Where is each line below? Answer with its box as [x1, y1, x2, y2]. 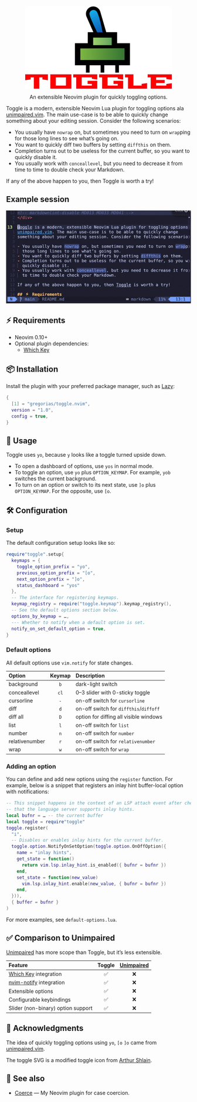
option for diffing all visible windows [75, 713, 163, 720]
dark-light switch [75, 680, 118, 688]
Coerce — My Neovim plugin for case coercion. [14, 1089, 130, 1096]
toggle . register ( [6, 825, 49, 831]
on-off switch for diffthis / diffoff [75, 705, 160, 712]
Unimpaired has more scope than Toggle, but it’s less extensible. [6, 949, 162, 956]
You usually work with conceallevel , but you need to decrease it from [14, 160, 183, 167]
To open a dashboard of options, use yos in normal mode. [14, 463, 154, 470]
